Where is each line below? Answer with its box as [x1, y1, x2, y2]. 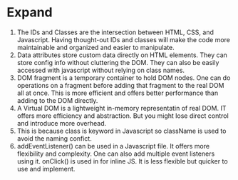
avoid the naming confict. [16, 134, 92, 143]
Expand [6, 4, 53, 21]
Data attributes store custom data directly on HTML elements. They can [16, 51, 227, 59]
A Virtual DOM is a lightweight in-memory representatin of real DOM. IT [16, 104, 227, 112]
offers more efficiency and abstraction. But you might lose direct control [16, 111, 229, 120]
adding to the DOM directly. [16, 96, 98, 104]
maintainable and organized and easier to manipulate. [16, 43, 175, 51]
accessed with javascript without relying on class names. [16, 66, 185, 74]
